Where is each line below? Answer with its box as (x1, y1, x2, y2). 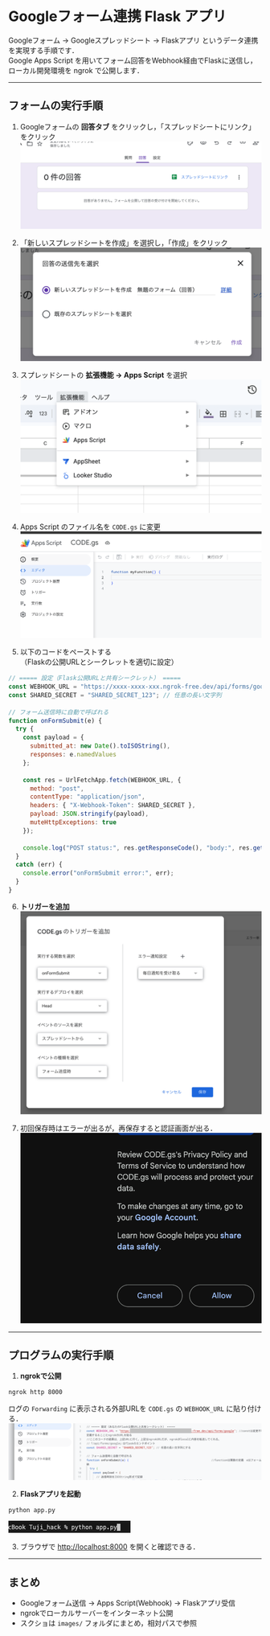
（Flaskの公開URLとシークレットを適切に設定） (19, 657, 178, 667)
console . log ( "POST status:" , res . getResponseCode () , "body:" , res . (22, 843, 253, 852)
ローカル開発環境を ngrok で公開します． (8, 65, 145, 75)
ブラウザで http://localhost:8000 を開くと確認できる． (19, 1542, 200, 1552)
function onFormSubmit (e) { (8, 716, 103, 724)
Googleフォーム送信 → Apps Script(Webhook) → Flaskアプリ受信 (19, 1598, 235, 1608)
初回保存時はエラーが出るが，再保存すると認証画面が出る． (19, 1123, 217, 1134)
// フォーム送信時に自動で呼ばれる (8, 708, 109, 716)
